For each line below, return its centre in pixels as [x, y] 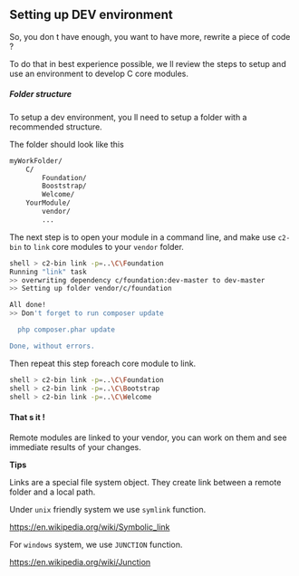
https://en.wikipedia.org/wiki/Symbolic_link [90, 527]
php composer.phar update [67, 330]
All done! [28, 305]
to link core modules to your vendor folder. [104, 246]
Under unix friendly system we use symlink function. [108, 509]
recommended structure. [56, 127]
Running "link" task [48, 272]
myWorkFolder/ [36, 161]
